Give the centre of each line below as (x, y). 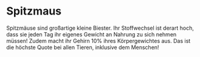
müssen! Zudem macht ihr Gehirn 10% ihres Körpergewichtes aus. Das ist (98, 41)
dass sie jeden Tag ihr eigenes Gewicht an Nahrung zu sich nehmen (91, 34)
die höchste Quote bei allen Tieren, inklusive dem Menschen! (83, 47)
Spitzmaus (34, 11)
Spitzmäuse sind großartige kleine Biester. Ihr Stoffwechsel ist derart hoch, (100, 28)
